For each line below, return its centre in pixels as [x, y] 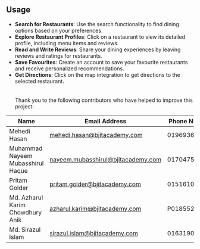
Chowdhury [26, 212]
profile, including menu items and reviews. [67, 43]
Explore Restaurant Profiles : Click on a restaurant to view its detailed [100, 37]
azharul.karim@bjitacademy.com [96, 208]
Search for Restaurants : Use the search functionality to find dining [97, 24]
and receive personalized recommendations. [69, 69]
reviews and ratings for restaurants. [58, 55]
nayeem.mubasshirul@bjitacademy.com [106, 159]
